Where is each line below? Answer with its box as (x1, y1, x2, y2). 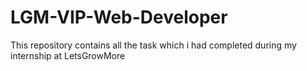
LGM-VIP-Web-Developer (10, 6, 228, 29)
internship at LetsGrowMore (10, 49, 126, 61)
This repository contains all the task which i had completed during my (10, 39, 297, 51)
